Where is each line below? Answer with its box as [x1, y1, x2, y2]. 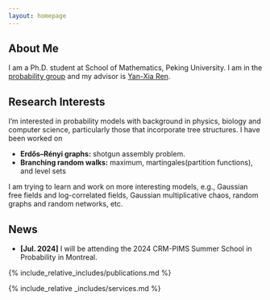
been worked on [8, 134, 63, 144]
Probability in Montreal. [19, 252, 98, 262]
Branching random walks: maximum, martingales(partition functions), [19, 158, 254, 168]
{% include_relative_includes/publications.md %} [8, 268, 172, 278]
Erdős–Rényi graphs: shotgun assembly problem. [19, 149, 185, 159]
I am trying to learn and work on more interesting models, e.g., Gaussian [8, 182, 248, 192]
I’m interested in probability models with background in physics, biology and [8, 116, 262, 126]
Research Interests [8, 94, 106, 109]
